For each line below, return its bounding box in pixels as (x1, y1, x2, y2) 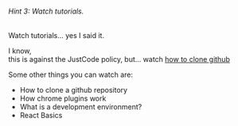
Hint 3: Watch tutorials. (8, 6, 84, 16)
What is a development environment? (19, 102, 142, 112)
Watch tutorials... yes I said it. (8, 31, 105, 40)
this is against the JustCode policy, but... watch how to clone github (8, 55, 231, 64)
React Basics (19, 111, 63, 120)
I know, (8, 46, 32, 55)
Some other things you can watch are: (8, 70, 134, 79)
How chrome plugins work (19, 94, 107, 103)
